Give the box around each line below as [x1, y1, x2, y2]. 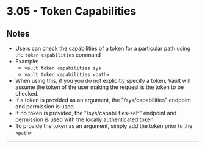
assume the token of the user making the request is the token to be [15, 83, 184, 91]
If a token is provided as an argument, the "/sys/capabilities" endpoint [15, 96, 191, 104]
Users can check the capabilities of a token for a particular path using [15, 44, 191, 52]
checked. [15, 90, 39, 97]
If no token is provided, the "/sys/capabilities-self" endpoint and [15, 110, 177, 116]
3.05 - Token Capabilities [6, 4, 137, 18]
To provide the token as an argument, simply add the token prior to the [15, 122, 193, 129]
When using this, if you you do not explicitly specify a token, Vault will [15, 77, 191, 84]
